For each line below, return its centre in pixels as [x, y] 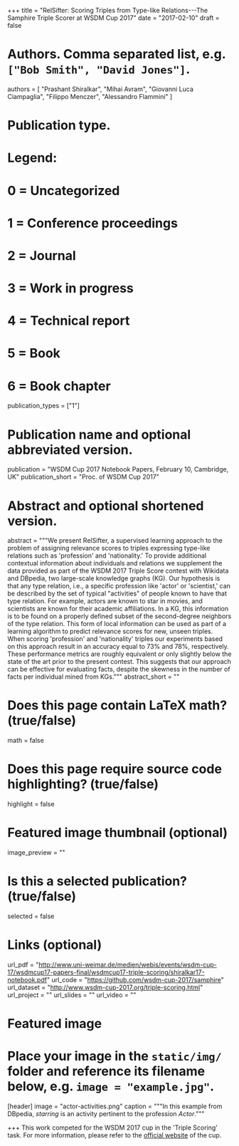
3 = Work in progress [70, 288]
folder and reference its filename [106, 1072]
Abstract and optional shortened [106, 506]
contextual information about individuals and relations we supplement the [115, 563]
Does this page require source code [115, 769]
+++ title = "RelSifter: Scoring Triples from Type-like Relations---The [108, 10]
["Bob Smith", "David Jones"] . [99, 69]
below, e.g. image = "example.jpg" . [111, 1087]
